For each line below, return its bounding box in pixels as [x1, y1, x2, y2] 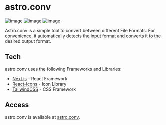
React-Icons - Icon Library [12, 81, 67, 87]
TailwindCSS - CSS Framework [12, 86, 76, 92]
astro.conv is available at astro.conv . [5, 114, 80, 120]
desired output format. [5, 38, 51, 44]
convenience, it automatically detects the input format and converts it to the [5, 33, 161, 39]
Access [5, 101, 29, 109]
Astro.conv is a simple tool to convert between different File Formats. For [5, 27, 155, 33]
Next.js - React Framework [12, 75, 68, 81]
